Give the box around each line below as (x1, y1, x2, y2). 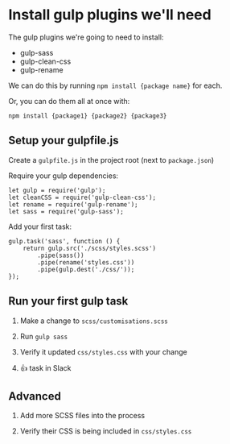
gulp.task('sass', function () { (8, 237, 121, 245)
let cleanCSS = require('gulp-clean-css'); (8, 193, 157, 201)
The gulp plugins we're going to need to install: (8, 32, 164, 42)
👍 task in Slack (19, 363, 72, 372)
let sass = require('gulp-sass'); (8, 207, 125, 215)
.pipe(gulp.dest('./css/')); (37, 265, 135, 273)
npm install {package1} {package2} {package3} (8, 111, 167, 120)
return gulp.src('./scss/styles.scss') (23, 244, 157, 252)
